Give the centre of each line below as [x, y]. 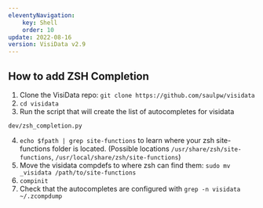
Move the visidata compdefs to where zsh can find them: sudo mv [125, 165]
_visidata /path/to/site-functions [78, 173]
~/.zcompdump [41, 196]
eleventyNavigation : [42, 15]
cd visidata [39, 104]
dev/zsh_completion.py [45, 126]
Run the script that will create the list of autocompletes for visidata [127, 111]
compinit [34, 181]
